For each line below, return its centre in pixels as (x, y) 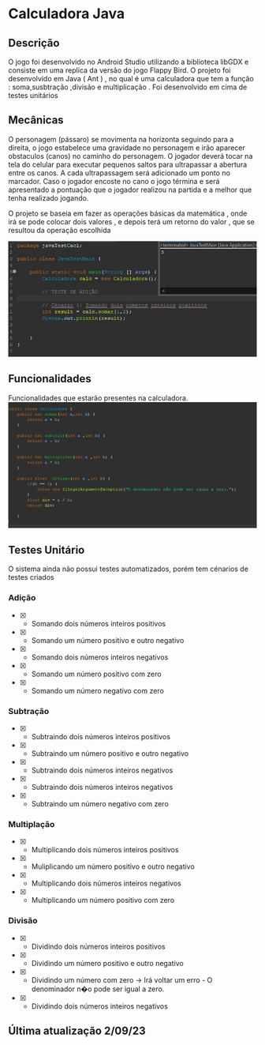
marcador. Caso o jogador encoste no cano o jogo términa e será (114, 181)
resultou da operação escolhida (60, 230)
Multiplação (32, 824)
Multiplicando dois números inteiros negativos (106, 883)
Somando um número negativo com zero (97, 690)
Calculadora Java (66, 14)
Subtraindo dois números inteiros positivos (101, 737)
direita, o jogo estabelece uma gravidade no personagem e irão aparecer (127, 148)
